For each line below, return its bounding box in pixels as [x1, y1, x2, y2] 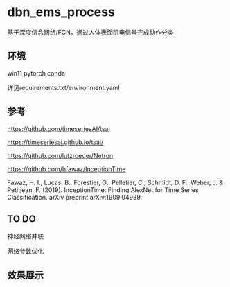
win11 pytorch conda [7, 69, 66, 77]
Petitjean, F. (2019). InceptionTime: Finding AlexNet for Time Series [7, 185, 199, 194]
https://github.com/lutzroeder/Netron [7, 151, 114, 159]
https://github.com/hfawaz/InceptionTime [7, 164, 126, 173]
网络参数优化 [7, 247, 44, 255]
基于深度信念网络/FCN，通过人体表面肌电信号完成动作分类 [7, 28, 175, 36]
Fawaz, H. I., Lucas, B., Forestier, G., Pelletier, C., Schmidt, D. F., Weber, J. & [7, 178, 224, 186]
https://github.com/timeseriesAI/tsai [7, 124, 110, 132]
